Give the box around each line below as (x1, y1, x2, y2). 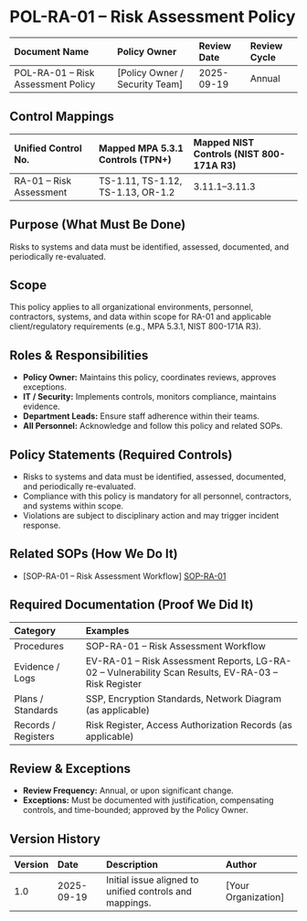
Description (106, 858, 158, 871)
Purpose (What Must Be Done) (9, 217, 186, 232)
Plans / (14, 692, 44, 705)
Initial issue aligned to (106, 873, 199, 886)
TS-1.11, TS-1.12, (99, 174, 183, 187)
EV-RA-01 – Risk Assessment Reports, (85, 654, 254, 667)
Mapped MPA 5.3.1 (99, 142, 185, 155)
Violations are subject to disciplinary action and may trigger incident (22, 510, 280, 520)
